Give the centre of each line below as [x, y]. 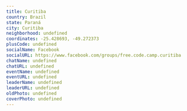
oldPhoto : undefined [32, 93]
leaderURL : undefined [33, 88]
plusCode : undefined [32, 45]
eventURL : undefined [32, 77]
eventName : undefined [33, 72]
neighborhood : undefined [37, 33]
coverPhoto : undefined [34, 99]
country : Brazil [26, 17]
